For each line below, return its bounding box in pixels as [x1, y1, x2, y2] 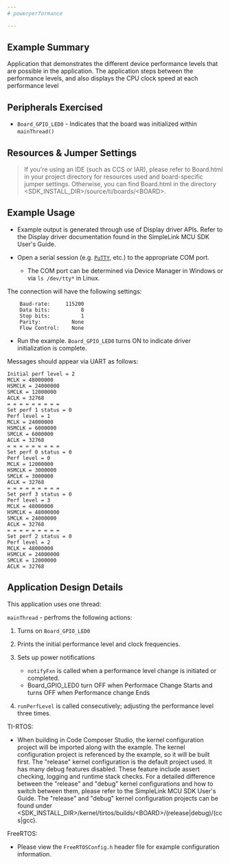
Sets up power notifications [16, 653, 95, 661]
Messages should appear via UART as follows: [7, 357, 139, 365]
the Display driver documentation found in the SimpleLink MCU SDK [16, 232, 209, 241]
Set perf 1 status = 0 [7, 406, 72, 413]
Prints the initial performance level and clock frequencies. [16, 640, 181, 648]
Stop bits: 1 [19, 312, 84, 320]
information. [16, 850, 51, 858]
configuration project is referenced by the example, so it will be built [16, 750, 210, 758]
